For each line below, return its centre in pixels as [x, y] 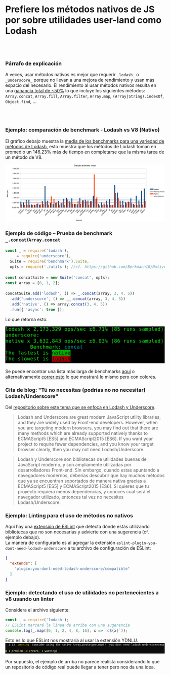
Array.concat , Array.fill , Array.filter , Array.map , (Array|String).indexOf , [85, 96]
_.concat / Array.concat [33, 240]
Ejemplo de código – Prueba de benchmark [59, 233]
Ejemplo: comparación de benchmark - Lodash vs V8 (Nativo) [83, 130]
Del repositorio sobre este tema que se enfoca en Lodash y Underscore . [80, 408]
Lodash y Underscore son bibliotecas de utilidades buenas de [82, 459]
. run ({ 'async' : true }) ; [37, 310]
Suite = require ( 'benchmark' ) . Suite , [50, 262]
